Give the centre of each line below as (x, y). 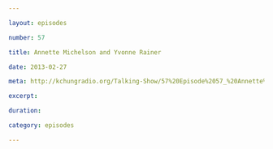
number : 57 (27, 37)
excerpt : (23, 96)
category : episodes (41, 126)
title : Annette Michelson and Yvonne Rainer (85, 52)
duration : (25, 111)
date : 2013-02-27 (38, 67)
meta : (17, 82)
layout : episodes (38, 23)
